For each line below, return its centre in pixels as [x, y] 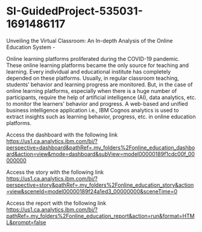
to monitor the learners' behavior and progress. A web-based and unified [97, 103]
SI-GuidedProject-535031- [75, 11]
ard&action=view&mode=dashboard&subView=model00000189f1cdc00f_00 [100, 154]
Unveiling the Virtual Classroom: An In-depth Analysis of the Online [90, 40]
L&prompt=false [26, 222]
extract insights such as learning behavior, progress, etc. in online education [101, 117]
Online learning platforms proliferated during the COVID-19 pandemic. [93, 59]
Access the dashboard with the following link [62, 135]
